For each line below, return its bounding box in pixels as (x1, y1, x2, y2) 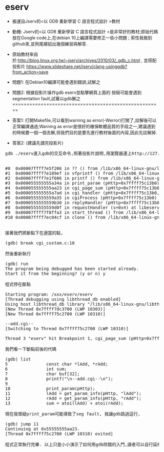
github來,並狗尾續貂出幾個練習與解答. (12, 41, 88, 46)
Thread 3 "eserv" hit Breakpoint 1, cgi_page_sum (5, 336, 126, 341)
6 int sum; (5, 366, 67, 372)
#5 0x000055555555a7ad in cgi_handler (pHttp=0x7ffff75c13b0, (5, 190, 160, 196)
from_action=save (12, 69, 49, 75)
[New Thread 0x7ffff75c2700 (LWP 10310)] (5, 311, 106, 316)
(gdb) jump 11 (5, 421, 39, 427)
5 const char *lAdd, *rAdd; (5, 361, 108, 367)
